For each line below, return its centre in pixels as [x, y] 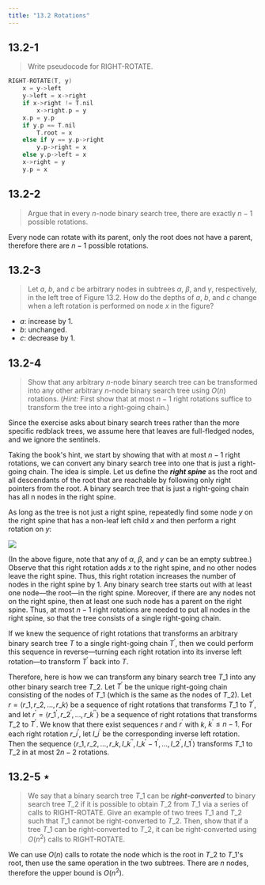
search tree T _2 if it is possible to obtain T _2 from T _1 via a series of [138, 804]
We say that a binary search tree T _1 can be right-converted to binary [141, 796]
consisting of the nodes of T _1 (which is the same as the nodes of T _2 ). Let [130, 695]
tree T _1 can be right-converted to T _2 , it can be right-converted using [142, 830]
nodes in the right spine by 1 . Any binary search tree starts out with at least [130, 585]
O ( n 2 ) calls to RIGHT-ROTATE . [76, 838]
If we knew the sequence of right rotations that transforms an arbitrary [123, 633]
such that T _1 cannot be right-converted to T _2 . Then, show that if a [138, 821]
